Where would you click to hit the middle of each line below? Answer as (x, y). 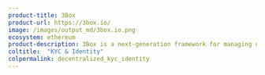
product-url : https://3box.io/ (60, 23)
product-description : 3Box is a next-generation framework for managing (130, 45)
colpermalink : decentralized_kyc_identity (79, 59)
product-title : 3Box (42, 15)
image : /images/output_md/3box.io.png (72, 30)
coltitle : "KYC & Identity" (56, 52)
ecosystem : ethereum (42, 37)
